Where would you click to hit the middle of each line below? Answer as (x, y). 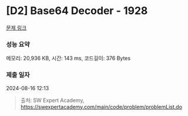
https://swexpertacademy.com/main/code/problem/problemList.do (101, 107)
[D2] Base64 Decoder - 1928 (77, 11)
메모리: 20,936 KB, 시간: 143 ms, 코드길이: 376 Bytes (68, 58)
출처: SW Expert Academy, (52, 100)
